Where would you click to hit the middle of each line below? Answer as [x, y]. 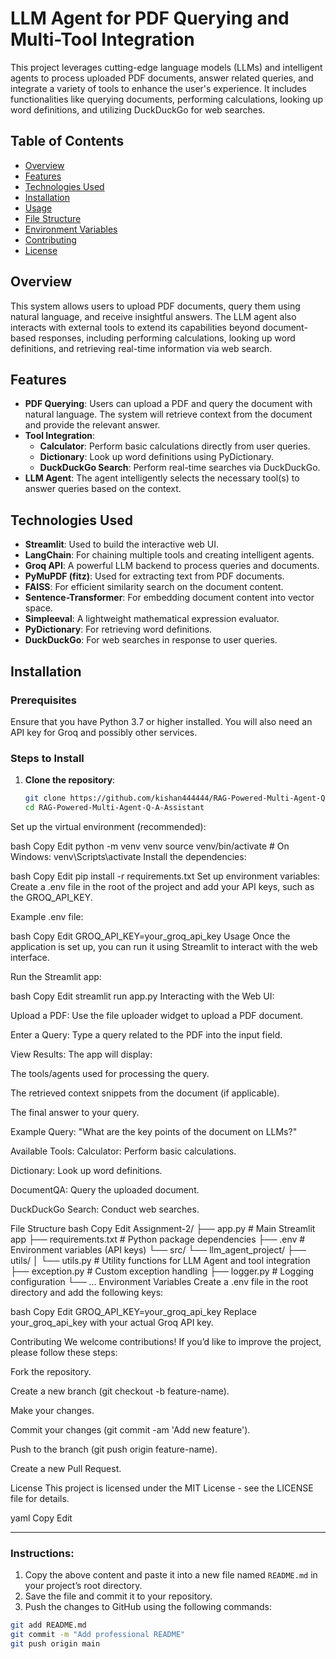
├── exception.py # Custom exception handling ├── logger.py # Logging [162, 1271]
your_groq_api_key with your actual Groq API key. [112, 1322]
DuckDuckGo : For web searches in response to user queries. [151, 640]
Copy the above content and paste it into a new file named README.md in [171, 1575]
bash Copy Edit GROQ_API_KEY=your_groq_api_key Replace [133, 1311]
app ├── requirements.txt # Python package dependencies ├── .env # [158, 1239]
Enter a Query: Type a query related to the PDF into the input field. [146, 1034]
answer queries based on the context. [103, 489]
